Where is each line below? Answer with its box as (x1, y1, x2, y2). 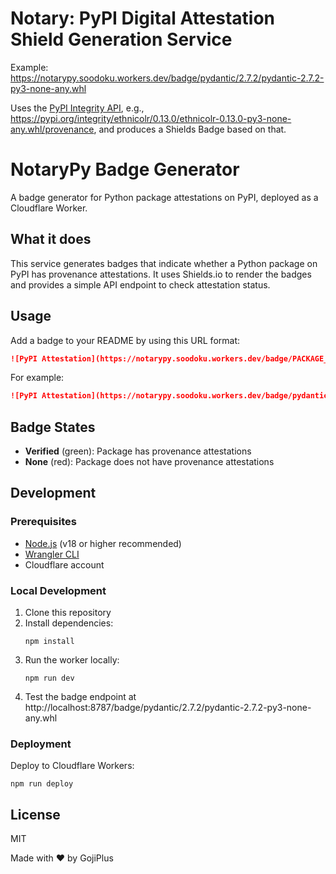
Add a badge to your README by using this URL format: (10, 334, 241, 346)
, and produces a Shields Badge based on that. (93, 123, 287, 135)
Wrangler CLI (24, 548, 80, 560)
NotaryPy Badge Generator (10, 158, 240, 181)
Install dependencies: (24, 617, 114, 629)
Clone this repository (24, 607, 112, 619)
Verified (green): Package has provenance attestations (24, 445, 252, 457)
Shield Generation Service (10, 28, 233, 51)
